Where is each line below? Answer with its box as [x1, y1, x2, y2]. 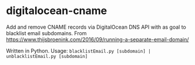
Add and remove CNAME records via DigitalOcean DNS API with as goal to [6, 23, 186, 30]
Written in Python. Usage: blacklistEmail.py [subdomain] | [6, 47, 151, 54]
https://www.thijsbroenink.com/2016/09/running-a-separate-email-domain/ [6, 36, 189, 43]
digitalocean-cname [6, 4, 107, 18]
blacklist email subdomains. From [6, 29, 87, 36]
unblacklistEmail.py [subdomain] [6, 53, 88, 59]
